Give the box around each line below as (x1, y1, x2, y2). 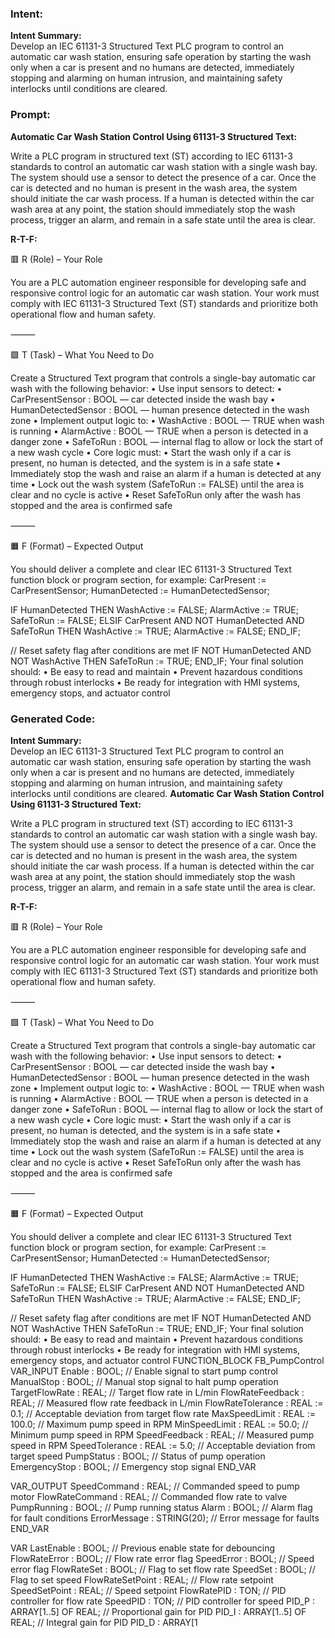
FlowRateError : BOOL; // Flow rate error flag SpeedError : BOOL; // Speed (10, 1552, 315, 1564)
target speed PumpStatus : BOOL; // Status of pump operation (10, 1450, 266, 1462)
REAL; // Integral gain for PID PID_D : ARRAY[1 (10, 1616, 198, 1628)
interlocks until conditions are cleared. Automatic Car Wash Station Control (10, 787, 325, 799)
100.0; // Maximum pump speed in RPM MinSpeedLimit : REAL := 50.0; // (10, 1418, 309, 1430)
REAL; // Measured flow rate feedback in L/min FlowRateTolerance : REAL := (10, 1397, 324, 1409)
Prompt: (10, 108, 51, 122)
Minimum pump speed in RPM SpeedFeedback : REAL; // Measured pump (10, 1428, 315, 1441)
